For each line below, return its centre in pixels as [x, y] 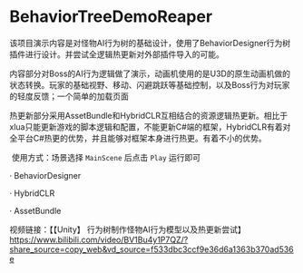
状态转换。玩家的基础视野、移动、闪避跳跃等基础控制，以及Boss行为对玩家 [150, 84]
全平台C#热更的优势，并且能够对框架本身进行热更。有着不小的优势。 [138, 138]
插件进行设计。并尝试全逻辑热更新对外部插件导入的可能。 [117, 54]
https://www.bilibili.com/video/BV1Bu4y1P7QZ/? [99, 239]
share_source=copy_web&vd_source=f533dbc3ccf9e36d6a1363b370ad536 [152, 249]
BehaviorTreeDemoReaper [111, 17]
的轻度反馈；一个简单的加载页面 [69, 96]
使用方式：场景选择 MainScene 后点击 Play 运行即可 [106, 157]
